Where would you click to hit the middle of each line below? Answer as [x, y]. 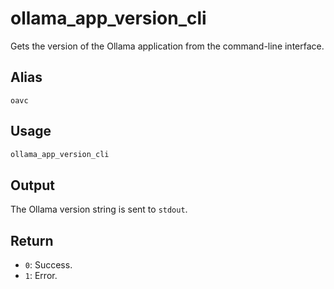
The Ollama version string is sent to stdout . [99, 209]
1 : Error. [41, 276]
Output [32, 185]
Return [32, 240]
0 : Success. [48, 265]
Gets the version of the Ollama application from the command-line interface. [167, 46]
